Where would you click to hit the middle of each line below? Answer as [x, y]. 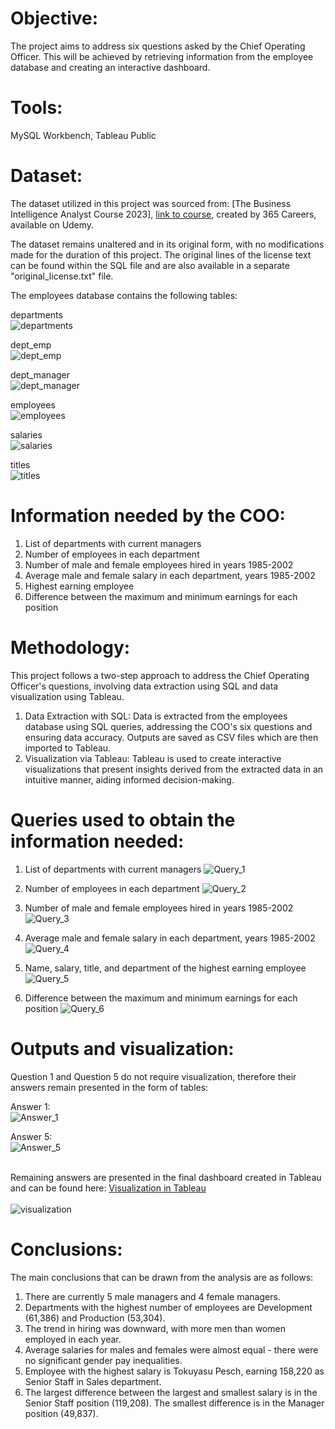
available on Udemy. [52, 224]
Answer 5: [31, 1136]
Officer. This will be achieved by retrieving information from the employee [162, 56]
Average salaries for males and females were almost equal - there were [171, 1349]
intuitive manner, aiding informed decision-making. [129, 779]
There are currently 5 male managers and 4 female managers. [152, 1296]
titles [20, 464]
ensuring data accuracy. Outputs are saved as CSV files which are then [171, 737]
